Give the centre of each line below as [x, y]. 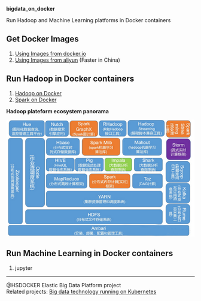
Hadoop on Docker [38, 93]
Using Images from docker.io [51, 53]
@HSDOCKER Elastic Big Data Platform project [64, 285]
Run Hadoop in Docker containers [70, 79]
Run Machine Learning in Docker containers [90, 253]
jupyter [24, 268]
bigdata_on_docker [31, 9]
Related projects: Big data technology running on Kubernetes [81, 291]
